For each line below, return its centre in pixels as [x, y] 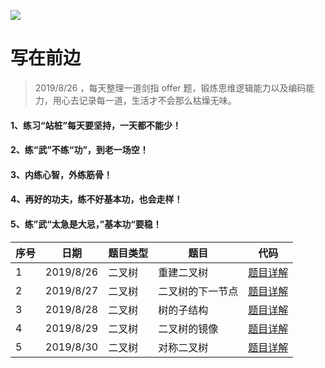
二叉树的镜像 [188, 328]
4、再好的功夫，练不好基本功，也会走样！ [96, 199]
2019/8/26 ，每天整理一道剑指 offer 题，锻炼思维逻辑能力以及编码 [170, 87]
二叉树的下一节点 [198, 291]
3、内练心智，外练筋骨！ [61, 174]
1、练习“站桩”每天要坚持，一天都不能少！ [96, 125]
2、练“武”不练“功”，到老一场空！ [79, 150]
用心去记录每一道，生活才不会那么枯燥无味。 [144, 100]
